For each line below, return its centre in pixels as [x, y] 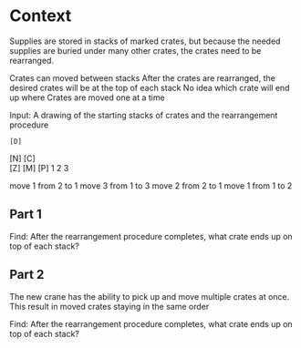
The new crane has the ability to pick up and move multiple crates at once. [150, 296]
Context [41, 16]
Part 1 [26, 215]
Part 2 [27, 275]
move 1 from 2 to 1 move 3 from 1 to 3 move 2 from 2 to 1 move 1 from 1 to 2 [151, 185]
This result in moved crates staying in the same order [109, 306]
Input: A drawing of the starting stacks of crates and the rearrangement [144, 115]
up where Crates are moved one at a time [88, 97]
